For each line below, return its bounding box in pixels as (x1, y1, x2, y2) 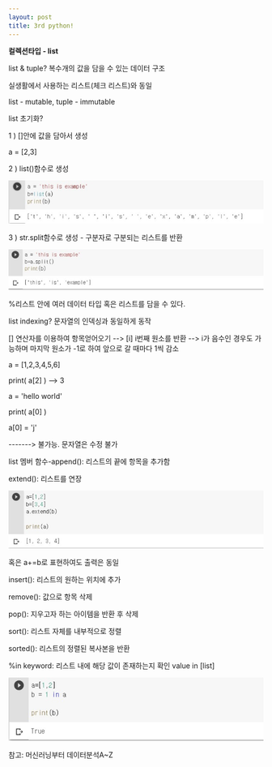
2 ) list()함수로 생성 (8, 163, 69, 174)
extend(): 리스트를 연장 (8, 474, 83, 484)
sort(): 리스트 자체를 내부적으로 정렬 (8, 627, 122, 636)
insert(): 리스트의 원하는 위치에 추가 (8, 575, 121, 585)
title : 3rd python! (8, 21, 74, 30)
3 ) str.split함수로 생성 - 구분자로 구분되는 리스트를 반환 (8, 232, 184, 242)
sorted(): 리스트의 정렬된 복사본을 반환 (8, 644, 130, 653)
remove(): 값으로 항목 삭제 (8, 592, 93, 602)
